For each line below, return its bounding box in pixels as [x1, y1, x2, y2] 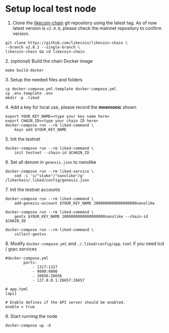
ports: [23, 260, 37, 265]
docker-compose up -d [5, 323, 51, 328]
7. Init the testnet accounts [5, 186, 61, 193]
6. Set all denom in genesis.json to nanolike [5, 159, 97, 165]
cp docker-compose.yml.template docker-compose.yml [5, 86, 116, 91]
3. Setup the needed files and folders [5, 76, 82, 82]
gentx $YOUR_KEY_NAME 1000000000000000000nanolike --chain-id [14, 214, 148, 219]
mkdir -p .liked [5, 95, 39, 100]
